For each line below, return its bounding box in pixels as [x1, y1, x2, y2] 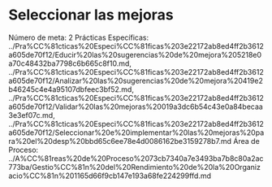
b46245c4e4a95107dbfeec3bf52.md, [8, 84, 134, 94]
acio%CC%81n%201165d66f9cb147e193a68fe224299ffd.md [8, 171, 212, 180]
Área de [233, 136, 260, 146]
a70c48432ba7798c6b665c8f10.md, [8, 59, 132, 68]
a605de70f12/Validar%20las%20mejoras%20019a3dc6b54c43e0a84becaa [8, 102, 264, 111]
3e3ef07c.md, [8, 110, 55, 120]
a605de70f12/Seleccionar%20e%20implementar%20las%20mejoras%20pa [8, 128, 265, 137]
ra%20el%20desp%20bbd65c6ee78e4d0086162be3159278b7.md [8, 136, 232, 146]
